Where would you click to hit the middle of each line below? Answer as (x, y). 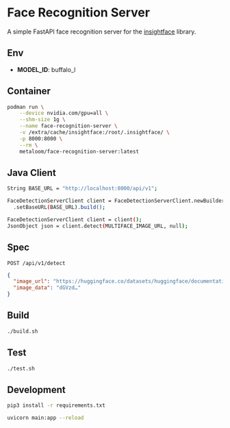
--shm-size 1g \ (43, 120)
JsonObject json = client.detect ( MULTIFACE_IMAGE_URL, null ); (98, 226)
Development (37, 389)
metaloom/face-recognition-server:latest (79, 151)
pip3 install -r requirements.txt (56, 405)
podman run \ (26, 107)
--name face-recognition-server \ (68, 126)
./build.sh (23, 331)
